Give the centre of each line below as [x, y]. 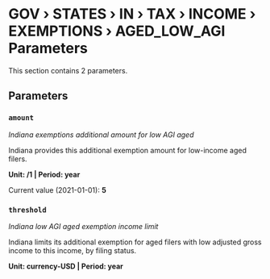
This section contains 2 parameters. [68, 70]
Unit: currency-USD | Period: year [66, 266]
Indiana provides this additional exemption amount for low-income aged [128, 150]
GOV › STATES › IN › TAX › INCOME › [132, 14]
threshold [27, 210]
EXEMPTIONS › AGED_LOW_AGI [117, 31]
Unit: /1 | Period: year [44, 174]
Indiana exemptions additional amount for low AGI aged [101, 135]
